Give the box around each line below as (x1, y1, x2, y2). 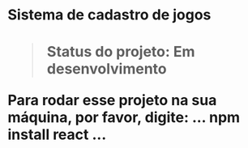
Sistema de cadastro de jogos (7, 6, 212, 24)
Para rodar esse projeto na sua (7, 91, 217, 110)
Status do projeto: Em (46, 43, 195, 61)
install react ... (7, 125, 107, 144)
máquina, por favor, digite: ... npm (7, 108, 241, 127)
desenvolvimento (46, 60, 167, 78)
